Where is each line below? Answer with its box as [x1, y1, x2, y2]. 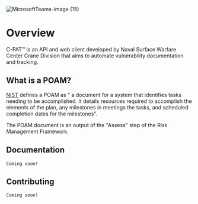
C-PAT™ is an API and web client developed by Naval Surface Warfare [6, 46, 177, 53]
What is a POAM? [6, 76, 72, 86]
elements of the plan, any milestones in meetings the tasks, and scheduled [6, 103, 189, 111]
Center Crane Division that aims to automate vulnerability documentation [6, 52, 184, 59]
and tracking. [6, 58, 39, 65]
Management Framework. [6, 128, 69, 135]
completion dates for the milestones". [6, 110, 98, 117]
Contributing [6, 176, 55, 186]
